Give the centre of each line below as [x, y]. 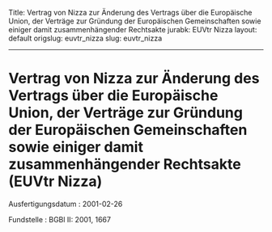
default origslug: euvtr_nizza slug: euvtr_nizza [85, 38]
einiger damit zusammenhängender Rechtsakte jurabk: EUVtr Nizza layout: [133, 30]
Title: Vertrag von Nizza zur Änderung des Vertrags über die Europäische [130, 13]
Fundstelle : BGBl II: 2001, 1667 [60, 219]
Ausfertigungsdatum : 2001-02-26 [66, 204]
